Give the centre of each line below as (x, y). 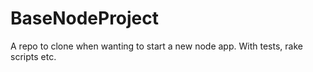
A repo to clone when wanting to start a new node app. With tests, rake (156, 46)
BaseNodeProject (85, 18)
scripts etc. (33, 56)
